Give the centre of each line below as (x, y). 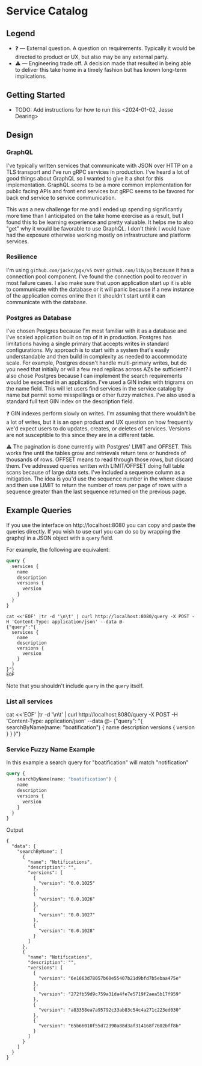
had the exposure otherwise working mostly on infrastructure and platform (99, 235)
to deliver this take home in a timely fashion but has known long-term (101, 70)
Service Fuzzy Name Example (50, 749)
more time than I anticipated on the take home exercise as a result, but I (95, 215)
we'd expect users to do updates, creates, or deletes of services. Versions (98, 429)
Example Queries (39, 510)
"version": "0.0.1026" (67, 899)
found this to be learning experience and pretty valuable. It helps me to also (100, 222)
